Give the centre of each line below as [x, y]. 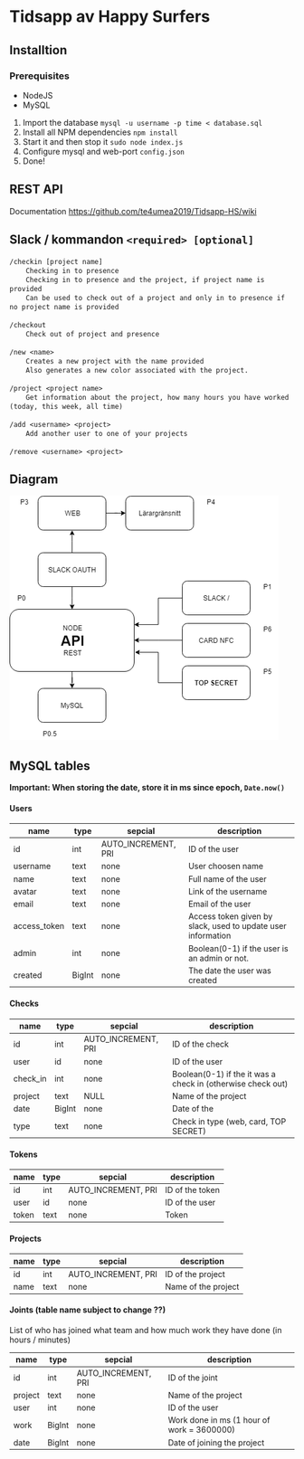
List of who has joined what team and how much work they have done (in [146, 1330]
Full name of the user [228, 878]
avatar [25, 891]
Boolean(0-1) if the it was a [223, 1074]
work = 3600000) [201, 1430]
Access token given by [231, 916]
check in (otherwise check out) [230, 1084]
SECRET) [189, 1131]
